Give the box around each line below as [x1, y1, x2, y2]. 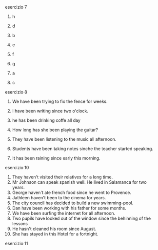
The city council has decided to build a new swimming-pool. [12, 200, 134, 206]
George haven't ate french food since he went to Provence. [12, 190, 132, 195]
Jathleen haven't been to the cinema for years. [12, 195, 106, 200]
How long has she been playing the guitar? [12, 127, 99, 133]
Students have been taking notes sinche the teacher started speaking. [12, 146, 154, 152]
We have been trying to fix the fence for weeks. [12, 98, 108, 104]
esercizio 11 [5, 241, 28, 246]
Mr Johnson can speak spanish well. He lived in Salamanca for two [12, 179, 147, 185]
